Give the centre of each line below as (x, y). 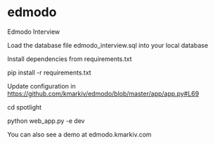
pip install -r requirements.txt (49, 72)
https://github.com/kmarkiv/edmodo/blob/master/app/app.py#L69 (103, 93)
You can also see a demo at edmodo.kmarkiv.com (80, 134)
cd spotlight (25, 107)
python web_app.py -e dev (46, 121)
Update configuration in (41, 86)
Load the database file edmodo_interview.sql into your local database (108, 45)
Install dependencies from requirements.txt (70, 59)
